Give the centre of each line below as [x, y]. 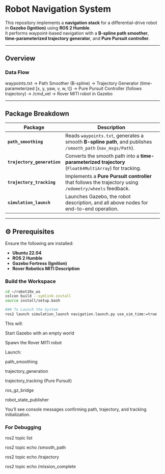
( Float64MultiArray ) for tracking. [103, 168]
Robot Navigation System [58, 9]
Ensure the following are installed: [39, 243]
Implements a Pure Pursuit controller [109, 177]
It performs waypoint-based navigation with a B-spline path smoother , [77, 33]
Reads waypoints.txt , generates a [104, 136]
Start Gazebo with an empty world [40, 333]
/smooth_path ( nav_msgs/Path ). [100, 148]
